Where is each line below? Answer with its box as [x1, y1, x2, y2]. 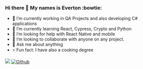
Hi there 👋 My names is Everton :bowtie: [5, 4, 102, 11]
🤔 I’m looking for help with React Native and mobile [12, 31, 116, 37]
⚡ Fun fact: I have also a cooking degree [12, 47, 94, 53]
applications [12, 21, 37, 26]
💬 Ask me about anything [12, 42, 63, 47]
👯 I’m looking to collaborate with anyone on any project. [12, 36, 125, 42]
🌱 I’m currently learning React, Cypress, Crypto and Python [12, 26, 132, 32]
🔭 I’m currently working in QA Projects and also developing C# [12, 16, 138, 22]
